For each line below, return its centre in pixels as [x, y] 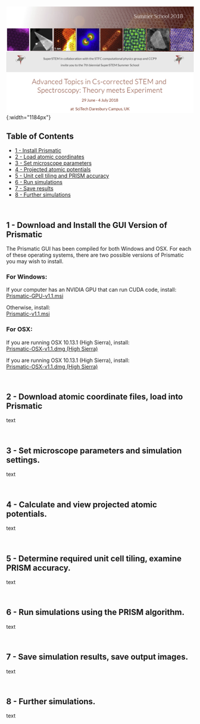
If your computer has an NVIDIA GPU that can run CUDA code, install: [91, 290]
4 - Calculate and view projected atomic [82, 505]
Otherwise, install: [28, 308]
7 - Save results [34, 189]
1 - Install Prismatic [38, 151]
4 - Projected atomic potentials [53, 170]
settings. [23, 460]
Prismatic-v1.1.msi [28, 314]
